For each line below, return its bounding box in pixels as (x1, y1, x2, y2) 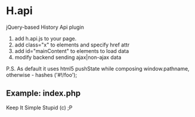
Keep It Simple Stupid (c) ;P (6, 104, 73, 111)
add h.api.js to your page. (14, 35, 77, 42)
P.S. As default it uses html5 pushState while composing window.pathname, (6, 65, 190, 72)
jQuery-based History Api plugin (6, 24, 84, 31)
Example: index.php (6, 88, 81, 98)
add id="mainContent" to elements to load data (14, 47, 129, 54)
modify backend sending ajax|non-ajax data (14, 54, 122, 61)
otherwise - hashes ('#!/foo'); (6, 71, 78, 78)
